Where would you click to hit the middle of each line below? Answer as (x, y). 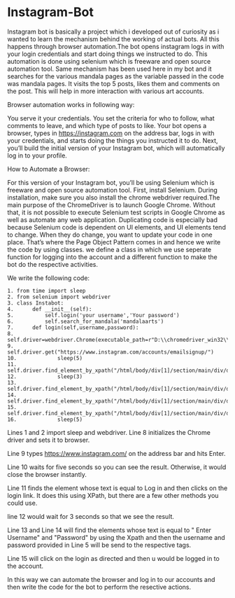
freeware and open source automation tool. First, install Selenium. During (113, 190)
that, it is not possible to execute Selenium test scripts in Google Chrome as (116, 212)
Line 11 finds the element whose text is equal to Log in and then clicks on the (117, 488)
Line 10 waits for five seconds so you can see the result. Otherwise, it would (117, 467)
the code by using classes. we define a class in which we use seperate (109, 249)
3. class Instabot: (36, 303)
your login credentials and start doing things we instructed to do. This (107, 54)
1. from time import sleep (47, 291)
